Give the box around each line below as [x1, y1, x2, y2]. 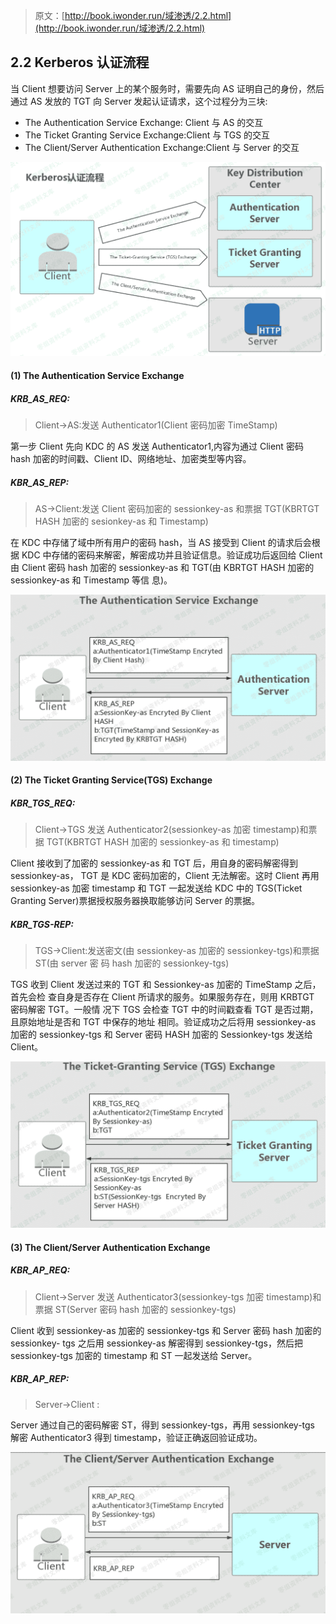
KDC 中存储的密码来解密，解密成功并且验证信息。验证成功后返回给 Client [21, 549, 323, 561]
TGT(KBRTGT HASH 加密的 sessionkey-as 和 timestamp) [46, 836, 280, 848]
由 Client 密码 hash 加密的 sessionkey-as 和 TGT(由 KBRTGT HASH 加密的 [10, 561, 315, 573]
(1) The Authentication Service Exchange [10, 369, 185, 381]
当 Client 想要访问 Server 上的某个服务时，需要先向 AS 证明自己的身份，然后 [10, 82, 325, 94]
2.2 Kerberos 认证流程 [10, 54, 150, 71]
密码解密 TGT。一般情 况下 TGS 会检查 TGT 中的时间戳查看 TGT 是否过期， [10, 1004, 319, 1016]
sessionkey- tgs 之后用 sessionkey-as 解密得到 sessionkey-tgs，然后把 [10, 1337, 303, 1349]
